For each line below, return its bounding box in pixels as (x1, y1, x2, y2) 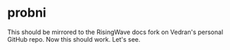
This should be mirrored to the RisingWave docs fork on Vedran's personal (7, 28, 224, 36)
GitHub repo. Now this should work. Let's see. (7, 35, 141, 43)
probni (7, 5, 47, 21)
